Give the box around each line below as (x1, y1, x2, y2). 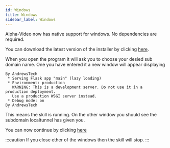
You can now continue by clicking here (5, 127, 87, 133)
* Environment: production (7, 80, 65, 86)
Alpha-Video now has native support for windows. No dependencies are (5, 31, 157, 37)
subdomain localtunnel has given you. (5, 117, 85, 123)
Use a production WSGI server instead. (12, 94, 97, 99)
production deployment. (5, 89, 56, 94)
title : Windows (5, 12, 38, 17)
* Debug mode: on (7, 98, 44, 104)
